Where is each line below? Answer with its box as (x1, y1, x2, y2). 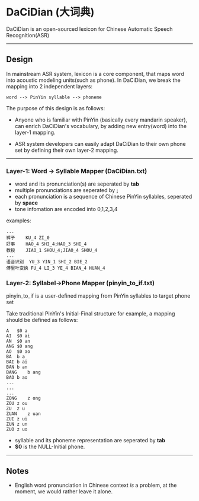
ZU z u (6, 406, 25, 412)
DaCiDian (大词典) (6, 5, 95, 19)
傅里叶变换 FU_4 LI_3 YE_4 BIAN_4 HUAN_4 (6, 265, 105, 272)
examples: (6, 217, 31, 224)
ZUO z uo (6, 426, 28, 433)
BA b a (6, 354, 25, 360)
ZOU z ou (6, 401, 28, 407)
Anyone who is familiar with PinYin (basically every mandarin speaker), (14, 116, 188, 123)
